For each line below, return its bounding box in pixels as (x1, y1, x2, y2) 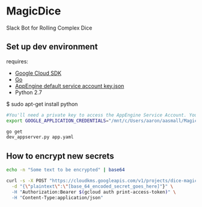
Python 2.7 (14, 89, 42, 96)
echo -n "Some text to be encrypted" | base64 (6, 167, 125, 173)
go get (6, 129, 23, 135)
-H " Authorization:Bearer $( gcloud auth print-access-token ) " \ (11, 189, 176, 195)
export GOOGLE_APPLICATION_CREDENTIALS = (6, 118, 109, 124)
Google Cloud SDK (14, 69, 62, 77)
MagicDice (6, 4, 61, 18)
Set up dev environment (6, 42, 98, 52)
